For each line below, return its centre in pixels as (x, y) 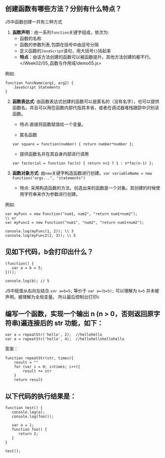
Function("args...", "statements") (49, 178)
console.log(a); (28, 412)
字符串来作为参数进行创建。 (52, 194)
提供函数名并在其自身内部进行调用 (54, 154)
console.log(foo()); (33, 416)
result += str (37, 371)
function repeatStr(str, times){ (39, 358)
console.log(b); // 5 (27, 281)
